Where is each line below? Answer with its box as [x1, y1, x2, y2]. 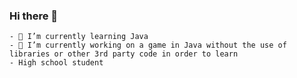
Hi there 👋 [9, 9, 59, 23]
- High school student [9, 58, 104, 68]
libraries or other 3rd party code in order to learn [9, 49, 239, 59]
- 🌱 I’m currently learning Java [9, 32, 149, 42]
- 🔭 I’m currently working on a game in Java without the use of [9, 40, 287, 51]
